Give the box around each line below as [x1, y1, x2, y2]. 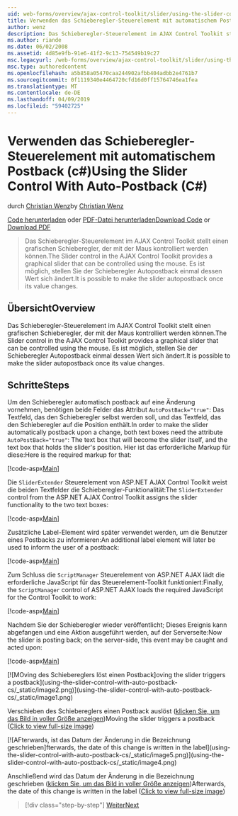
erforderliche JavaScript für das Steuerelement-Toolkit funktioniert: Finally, [7, 578, 225, 586]
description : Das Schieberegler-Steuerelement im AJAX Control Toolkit [7, 30, 223, 38]
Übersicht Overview [7, 302, 96, 314]
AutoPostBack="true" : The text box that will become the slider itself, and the [7, 436, 228, 444]
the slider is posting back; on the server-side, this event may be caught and [7, 635, 228, 645]
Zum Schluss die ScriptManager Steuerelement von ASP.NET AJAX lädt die [7, 571, 225, 579]
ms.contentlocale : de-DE [7, 89, 81, 96]
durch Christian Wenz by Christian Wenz [7, 201, 124, 210]
